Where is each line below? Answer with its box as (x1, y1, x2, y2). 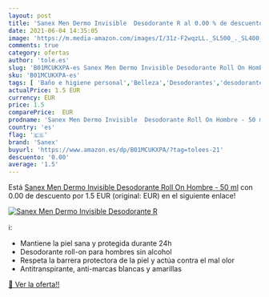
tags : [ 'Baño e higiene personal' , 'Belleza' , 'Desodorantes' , (8, 78, 220, 86)
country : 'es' (8, 123, 56, 131)
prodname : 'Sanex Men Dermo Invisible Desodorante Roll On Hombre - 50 (8, 116, 256, 124)
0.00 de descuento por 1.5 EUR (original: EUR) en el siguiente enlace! (8, 191, 236, 201)
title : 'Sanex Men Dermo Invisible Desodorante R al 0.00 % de (8, 19, 227, 27)
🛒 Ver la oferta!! (8, 279, 60, 289)
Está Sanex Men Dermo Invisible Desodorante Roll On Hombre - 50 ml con (8, 183, 254, 192)
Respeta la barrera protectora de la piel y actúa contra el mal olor (19, 255, 235, 265)
